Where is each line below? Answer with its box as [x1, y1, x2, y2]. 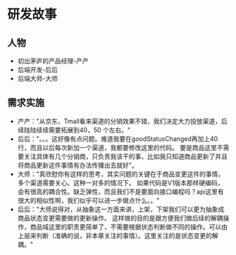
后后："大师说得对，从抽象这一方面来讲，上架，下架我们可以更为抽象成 [17, 205, 225, 213]
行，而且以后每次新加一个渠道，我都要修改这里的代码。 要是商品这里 [17, 143, 217, 151]
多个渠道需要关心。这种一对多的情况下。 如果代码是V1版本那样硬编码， [17, 178, 224, 187]
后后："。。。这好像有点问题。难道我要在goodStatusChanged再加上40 [17, 135, 218, 143]
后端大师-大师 [17, 75, 58, 82]
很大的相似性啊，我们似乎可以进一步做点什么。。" [17, 196, 160, 204]
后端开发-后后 [17, 66, 58, 74]
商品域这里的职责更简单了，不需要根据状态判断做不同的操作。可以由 [30, 223, 228, 231]
